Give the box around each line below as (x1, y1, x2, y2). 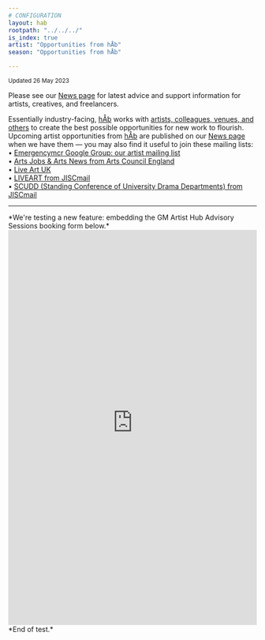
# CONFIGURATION (8, 11, 62, 20)
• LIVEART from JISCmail (8, 173, 91, 183)
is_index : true (8, 33, 58, 42)
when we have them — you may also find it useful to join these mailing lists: (8, 140, 254, 149)
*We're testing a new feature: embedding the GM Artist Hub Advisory (8, 213, 234, 222)
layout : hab (8, 19, 47, 27)
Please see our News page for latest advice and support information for (8, 91, 241, 100)
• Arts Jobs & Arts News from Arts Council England (8, 156, 175, 166)
